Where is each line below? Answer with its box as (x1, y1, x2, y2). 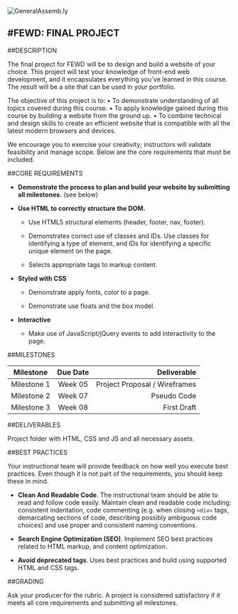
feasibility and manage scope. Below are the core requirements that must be (7, 148, 231, 156)
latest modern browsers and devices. (7, 126, 117, 135)
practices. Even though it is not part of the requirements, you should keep (7, 469, 223, 478)
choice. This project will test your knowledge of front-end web (7, 67, 190, 76)
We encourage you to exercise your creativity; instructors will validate (7, 140, 212, 148)
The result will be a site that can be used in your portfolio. (7, 82, 176, 91)
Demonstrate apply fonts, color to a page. (28, 287, 151, 296)
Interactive (17, 315, 51, 324)
